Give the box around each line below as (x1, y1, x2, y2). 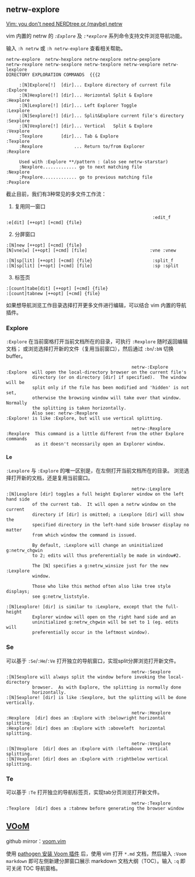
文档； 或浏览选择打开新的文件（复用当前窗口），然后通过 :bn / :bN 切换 (6, 345, 174, 352)
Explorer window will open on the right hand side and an (32, 614, 176, 620)
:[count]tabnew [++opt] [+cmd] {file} (6, 290, 100, 296)
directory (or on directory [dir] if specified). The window (32, 375, 187, 381)
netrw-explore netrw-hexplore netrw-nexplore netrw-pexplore (6, 56, 161, 62)
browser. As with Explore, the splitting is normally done (32, 684, 182, 690)
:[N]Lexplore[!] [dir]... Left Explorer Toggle (19, 102, 137, 108)
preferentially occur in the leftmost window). (32, 629, 150, 636)
